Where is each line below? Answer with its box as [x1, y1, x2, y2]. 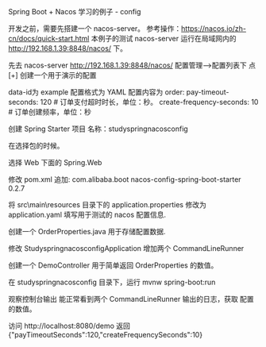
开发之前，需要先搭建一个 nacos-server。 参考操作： [8, 24, 182, 33]
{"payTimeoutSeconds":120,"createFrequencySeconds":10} [8, 330, 203, 339]
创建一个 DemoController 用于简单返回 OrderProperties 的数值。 [8, 260, 218, 270]
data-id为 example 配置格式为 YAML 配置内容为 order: [8, 87, 185, 97]
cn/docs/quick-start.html [8, 34, 90, 43]
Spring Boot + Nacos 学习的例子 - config [8, 7, 141, 16]
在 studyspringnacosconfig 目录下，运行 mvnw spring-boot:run [8, 277, 216, 287]
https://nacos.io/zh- [181, 24, 247, 33]
